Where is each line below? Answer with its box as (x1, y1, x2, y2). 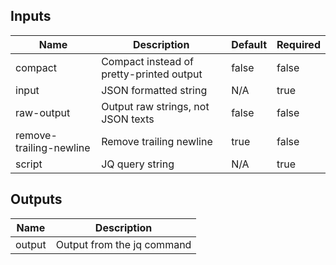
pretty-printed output (101, 67, 203, 81)
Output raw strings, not (101, 99, 210, 113)
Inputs (10, 8, 52, 25)
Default (231, 37, 268, 51)
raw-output (15, 105, 71, 119)
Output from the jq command (55, 237, 192, 251)
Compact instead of (101, 54, 195, 68)
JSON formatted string (101, 83, 208, 97)
